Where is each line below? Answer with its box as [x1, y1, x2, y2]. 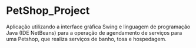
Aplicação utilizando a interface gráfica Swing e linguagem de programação [6, 23, 191, 30]
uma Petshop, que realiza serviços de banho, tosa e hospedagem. [6, 35, 167, 42]
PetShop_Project [6, 4, 90, 17]
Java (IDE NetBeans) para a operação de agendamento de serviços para [6, 29, 182, 36]
